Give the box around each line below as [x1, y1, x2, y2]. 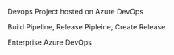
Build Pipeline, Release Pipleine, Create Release [7, 22, 166, 31]
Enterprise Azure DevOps [7, 37, 92, 47]
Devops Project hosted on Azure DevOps [7, 7, 144, 16]
